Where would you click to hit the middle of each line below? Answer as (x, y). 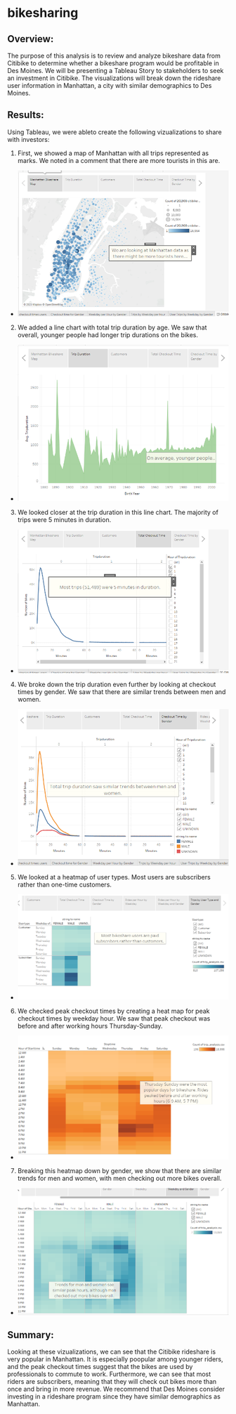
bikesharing (43, 13)
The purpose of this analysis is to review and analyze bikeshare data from (114, 55)
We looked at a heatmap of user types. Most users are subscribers (114, 877)
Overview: (31, 39)
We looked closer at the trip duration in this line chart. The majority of (118, 512)
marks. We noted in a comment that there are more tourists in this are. (119, 160)
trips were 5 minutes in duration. (64, 519)
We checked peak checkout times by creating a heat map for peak (113, 1011)
